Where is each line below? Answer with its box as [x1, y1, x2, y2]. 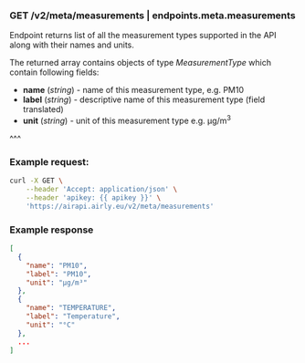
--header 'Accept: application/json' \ [26, 185, 178, 194]
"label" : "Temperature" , [26, 312, 121, 321]
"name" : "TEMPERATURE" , [26, 304, 117, 313]
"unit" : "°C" [26, 320, 76, 329]
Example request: [9, 155, 89, 168]
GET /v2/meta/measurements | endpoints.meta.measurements [9, 9, 296, 22]
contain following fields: [9, 67, 100, 78]
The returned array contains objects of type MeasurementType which [9, 57, 272, 68]
